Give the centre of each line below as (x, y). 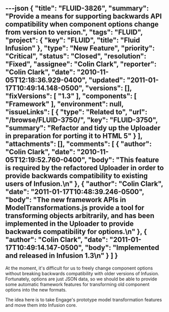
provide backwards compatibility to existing (77, 176)
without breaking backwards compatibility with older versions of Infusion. (82, 273)
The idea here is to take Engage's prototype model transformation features (83, 299)
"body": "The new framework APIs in (66, 200)
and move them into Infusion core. (41, 305)
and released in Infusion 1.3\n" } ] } (62, 256)
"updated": (107, 80)
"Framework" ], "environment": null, (64, 104)
